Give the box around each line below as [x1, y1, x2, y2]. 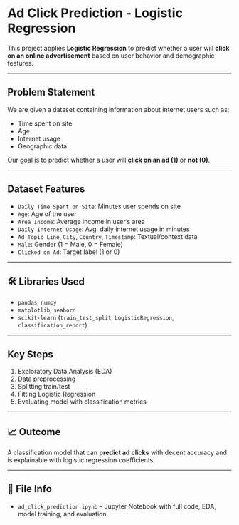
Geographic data [17, 141, 68, 151]
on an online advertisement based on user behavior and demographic [7, 51, 215, 60]
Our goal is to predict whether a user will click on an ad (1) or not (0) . [7, 156, 211, 164]
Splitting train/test [17, 382, 70, 391]
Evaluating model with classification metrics [17, 397, 147, 406]
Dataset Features [7, 183, 85, 195]
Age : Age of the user [17, 209, 77, 218]
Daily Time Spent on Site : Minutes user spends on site [17, 202, 181, 210]
